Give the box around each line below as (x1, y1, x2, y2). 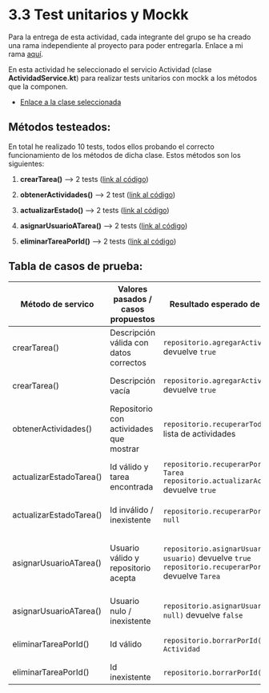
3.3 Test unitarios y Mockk (8, 6, 190, 24)
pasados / (113, 293, 152, 304)
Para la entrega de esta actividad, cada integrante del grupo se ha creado (8, 32, 251, 42)
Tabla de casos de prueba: (8, 260, 143, 273)
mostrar (110, 443, 140, 454)
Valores (117, 283, 148, 294)
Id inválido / (110, 504, 154, 515)
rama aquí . (8, 49, 44, 58)
